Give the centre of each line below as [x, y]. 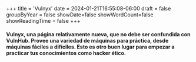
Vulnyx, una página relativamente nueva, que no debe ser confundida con [98, 34]
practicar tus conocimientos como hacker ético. [66, 53]
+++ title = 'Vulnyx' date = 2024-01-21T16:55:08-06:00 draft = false [89, 8]
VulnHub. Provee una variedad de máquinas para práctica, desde [87, 40]
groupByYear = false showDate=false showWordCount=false [80, 15]
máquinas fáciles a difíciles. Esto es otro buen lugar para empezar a [90, 47]
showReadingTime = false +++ [43, 21]
